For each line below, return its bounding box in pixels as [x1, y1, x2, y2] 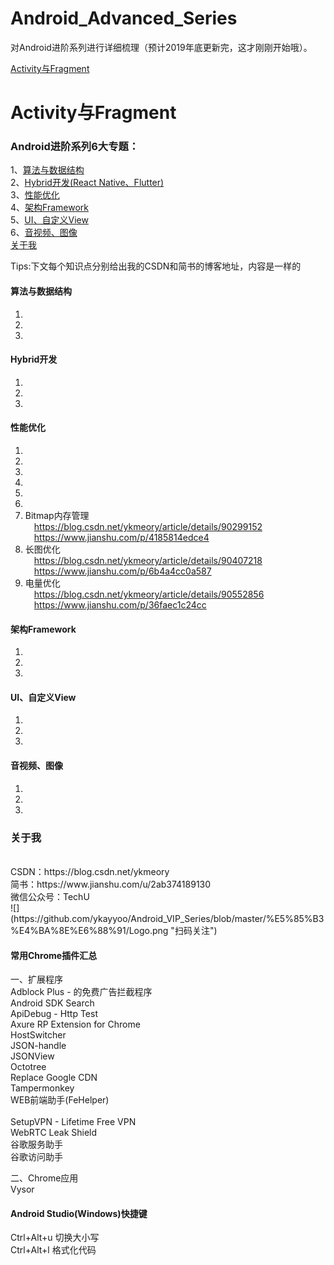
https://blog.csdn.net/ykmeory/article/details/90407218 [33, 555, 263, 567]
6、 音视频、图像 [10, 227, 78, 239]
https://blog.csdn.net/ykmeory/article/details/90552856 [33, 588, 265, 601]
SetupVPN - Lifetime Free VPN [10, 1116, 137, 1128]
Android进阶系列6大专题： [10, 140, 140, 154]
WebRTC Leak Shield [10, 1127, 98, 1139]
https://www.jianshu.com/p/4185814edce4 [33, 532, 210, 544]
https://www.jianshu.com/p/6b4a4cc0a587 [33, 565, 212, 577]
